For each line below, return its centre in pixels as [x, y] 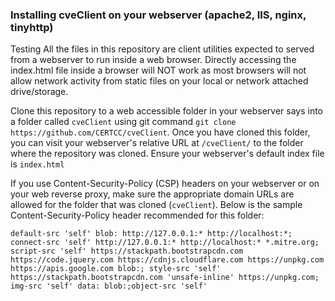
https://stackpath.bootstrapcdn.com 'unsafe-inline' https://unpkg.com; [165, 278]
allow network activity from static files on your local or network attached [159, 81]
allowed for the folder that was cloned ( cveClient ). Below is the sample [156, 205]
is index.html [37, 164]
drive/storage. [39, 92]
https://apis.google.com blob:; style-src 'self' [116, 269]
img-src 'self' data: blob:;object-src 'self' [109, 286]
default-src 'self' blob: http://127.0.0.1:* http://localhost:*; [151, 234]
